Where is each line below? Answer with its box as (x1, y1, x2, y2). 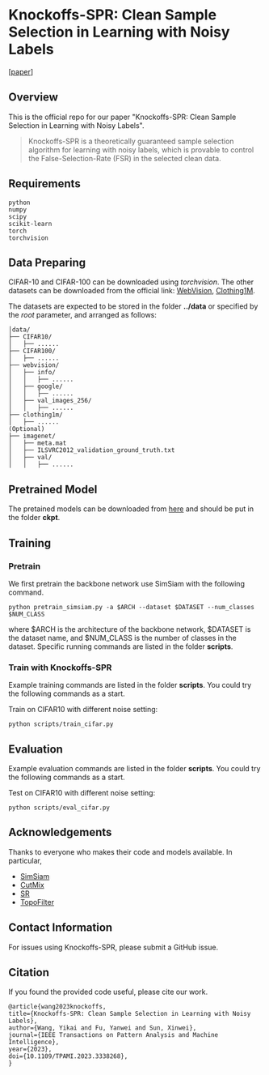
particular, (8, 855, 42, 865)
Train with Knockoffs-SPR (8, 662, 112, 673)
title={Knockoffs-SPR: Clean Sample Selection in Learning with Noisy (8, 1010, 251, 1018)
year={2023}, (8, 1045, 53, 1054)
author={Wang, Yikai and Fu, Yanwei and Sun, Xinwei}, (8, 1024, 197, 1032)
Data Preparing (8, 255, 86, 269)
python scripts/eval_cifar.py (8, 804, 111, 812)
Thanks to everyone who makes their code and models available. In (8, 847, 233, 856)
